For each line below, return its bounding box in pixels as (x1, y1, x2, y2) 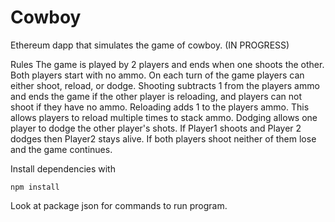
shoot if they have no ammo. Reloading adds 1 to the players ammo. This (10, 101, 310, 113)
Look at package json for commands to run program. (10, 199, 228, 211)
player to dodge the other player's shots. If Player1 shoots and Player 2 (10, 122, 302, 134)
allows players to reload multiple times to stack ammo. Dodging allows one (10, 111, 318, 123)
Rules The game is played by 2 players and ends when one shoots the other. (10, 58, 325, 70)
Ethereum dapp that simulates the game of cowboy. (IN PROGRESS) (10, 39, 290, 51)
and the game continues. (10, 143, 113, 155)
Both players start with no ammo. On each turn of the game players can (10, 69, 305, 81)
